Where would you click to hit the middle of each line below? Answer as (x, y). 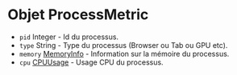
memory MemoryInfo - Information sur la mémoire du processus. (124, 53)
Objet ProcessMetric (78, 15)
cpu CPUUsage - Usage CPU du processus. (91, 62)
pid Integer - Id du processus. (69, 37)
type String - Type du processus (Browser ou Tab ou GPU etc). (123, 45)
